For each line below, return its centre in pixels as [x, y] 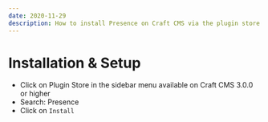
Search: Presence [49, 102]
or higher [35, 94]
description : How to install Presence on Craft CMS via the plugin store [134, 23]
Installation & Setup [75, 63]
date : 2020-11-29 [37, 16]
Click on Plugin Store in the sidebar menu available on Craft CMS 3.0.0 [136, 85]
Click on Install [47, 111]
